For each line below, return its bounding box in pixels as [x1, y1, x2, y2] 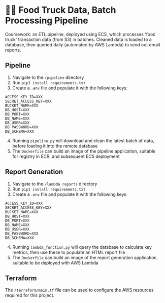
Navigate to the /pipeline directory [12, 74, 84, 80]
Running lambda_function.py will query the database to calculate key [12, 244, 152, 250]
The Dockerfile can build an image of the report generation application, [12, 254, 158, 261]
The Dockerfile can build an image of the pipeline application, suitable [12, 148, 156, 154]
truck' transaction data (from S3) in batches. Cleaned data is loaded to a [5, 37, 152, 42]
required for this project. [5, 292, 55, 298]
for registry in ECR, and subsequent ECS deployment [12, 153, 120, 159]
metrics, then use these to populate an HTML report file [12, 249, 126, 255]
